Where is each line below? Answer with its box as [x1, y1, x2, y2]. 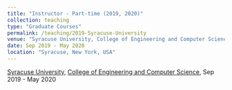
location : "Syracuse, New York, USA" [7, 49, 116, 56]
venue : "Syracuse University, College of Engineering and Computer [7, 36, 206, 43]
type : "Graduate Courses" [7, 23, 81, 30]
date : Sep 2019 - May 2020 [7, 42, 85, 49]
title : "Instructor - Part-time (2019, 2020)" [7, 10, 144, 17]
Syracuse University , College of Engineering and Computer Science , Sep [7, 67, 215, 76]
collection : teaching [7, 17, 70, 24]
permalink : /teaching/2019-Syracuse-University [7, 29, 147, 37]
